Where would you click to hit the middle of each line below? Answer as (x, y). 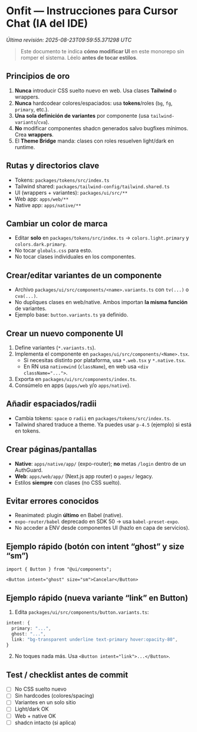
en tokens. (27, 431)
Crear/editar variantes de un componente (84, 275)
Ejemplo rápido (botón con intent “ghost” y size (95, 546)
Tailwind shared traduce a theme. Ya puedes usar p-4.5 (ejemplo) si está (103, 424)
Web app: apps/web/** (42, 199)
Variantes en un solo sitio (45, 702)
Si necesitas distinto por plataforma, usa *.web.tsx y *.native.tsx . (104, 360)
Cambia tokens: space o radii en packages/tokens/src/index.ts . (93, 418)
